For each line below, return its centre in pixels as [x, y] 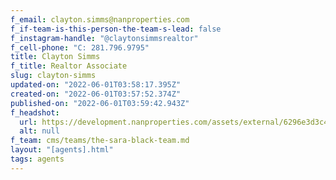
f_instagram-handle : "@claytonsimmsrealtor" [104, 38]
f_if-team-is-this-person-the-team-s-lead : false [116, 29]
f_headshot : [35, 112]
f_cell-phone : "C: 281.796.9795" [80, 47]
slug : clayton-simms [53, 76]
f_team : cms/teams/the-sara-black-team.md [100, 141]
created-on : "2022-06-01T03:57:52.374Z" [96, 94]
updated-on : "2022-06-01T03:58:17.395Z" [96, 85]
